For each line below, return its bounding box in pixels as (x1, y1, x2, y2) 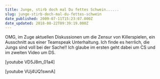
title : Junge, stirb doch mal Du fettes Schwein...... (5, 7, 119, 12)
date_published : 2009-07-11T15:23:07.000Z (5, 16, 93, 21)
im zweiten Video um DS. (5, 50, 56, 56)
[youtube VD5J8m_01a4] (5, 59, 55, 65)
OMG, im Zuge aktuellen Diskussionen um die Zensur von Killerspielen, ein (5, 34, 156, 40)
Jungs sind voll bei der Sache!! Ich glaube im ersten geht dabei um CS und (5, 44, 156, 50)
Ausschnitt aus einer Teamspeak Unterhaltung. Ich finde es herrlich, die (5, 39, 150, 45)
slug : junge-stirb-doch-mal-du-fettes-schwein (5, 12, 102, 17)
